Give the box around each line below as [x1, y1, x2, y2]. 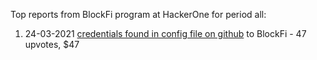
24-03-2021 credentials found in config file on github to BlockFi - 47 [24, 28, 307, 39]
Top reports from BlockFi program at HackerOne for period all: [10, 9, 267, 20]
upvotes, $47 [24, 39, 80, 50]
